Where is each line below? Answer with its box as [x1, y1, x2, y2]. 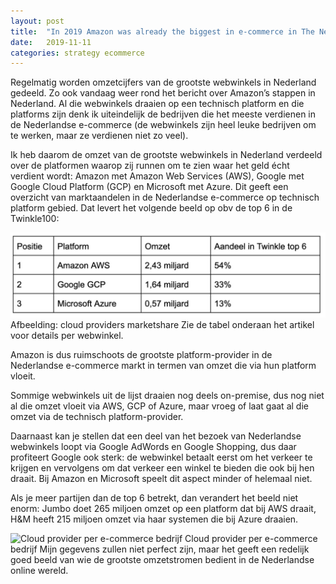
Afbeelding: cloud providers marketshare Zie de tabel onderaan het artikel [10, 319, 315, 331]
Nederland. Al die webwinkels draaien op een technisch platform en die [10, 98, 305, 110]
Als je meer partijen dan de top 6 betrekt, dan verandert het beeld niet [10, 492, 299, 504]
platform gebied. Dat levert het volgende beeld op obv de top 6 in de [10, 202, 293, 214]
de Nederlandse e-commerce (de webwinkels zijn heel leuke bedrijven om [10, 119, 317, 131]
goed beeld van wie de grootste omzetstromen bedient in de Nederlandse [10, 554, 315, 566]
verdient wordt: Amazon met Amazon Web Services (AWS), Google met [10, 170, 305, 182]
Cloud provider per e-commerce [184, 533, 318, 545]
